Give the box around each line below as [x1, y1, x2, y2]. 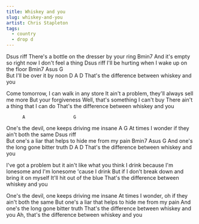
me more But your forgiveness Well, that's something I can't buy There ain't [6, 96, 193, 103]
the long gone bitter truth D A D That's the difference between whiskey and [6, 144, 192, 151]
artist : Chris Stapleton [6, 20, 68, 26]
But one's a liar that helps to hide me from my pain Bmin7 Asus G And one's [6, 137, 193, 144]
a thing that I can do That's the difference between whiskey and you [6, 103, 174, 109]
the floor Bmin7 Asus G [6, 66, 64, 72]
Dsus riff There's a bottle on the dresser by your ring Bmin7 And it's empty [6, 53, 191, 60]
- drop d [11, 36, 34, 42]
